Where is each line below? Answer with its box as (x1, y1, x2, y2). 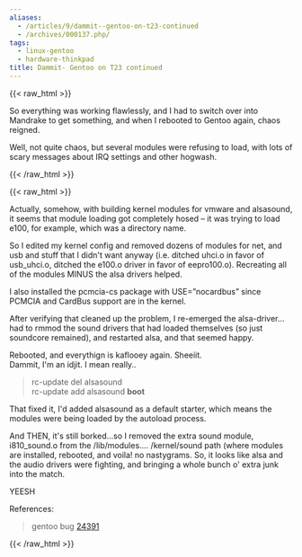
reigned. (9, 124, 40, 135)
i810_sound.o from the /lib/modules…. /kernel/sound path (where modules (9, 439, 284, 450)
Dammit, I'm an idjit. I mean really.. (9, 358, 137, 369)
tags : (9, 38, 30, 48)
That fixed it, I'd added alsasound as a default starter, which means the (9, 403, 272, 414)
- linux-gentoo (17, 47, 75, 56)
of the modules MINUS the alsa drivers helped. (9, 269, 182, 279)
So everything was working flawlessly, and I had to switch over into (9, 105, 259, 116)
